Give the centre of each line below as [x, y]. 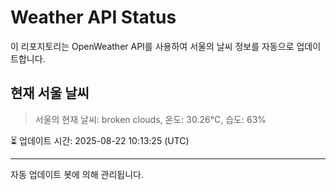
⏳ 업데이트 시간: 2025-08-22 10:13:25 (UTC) [100, 140]
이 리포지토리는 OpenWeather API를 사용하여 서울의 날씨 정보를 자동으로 [152, 46]
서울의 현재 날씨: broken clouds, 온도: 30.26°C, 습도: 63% [150, 119]
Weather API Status [93, 17]
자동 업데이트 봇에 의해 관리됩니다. [77, 174]
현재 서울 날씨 [50, 93]
